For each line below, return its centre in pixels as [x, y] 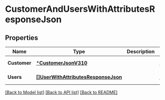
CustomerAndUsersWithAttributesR [80, 9]
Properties [22, 38]
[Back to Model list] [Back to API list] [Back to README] [61, 92]
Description [141, 51]
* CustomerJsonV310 [62, 63]
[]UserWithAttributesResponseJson [79, 77]
